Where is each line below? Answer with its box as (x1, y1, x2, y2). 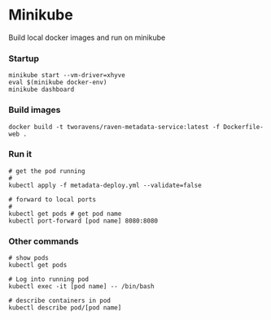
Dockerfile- (223, 123, 264, 131)
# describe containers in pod (8, 296, 111, 305)
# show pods (8, 254, 49, 262)
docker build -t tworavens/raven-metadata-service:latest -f (8, 123, 221, 131)
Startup (8, 53, 39, 64)
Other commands (8, 236, 79, 247)
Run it (8, 149, 33, 160)
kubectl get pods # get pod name (8, 210, 122, 218)
